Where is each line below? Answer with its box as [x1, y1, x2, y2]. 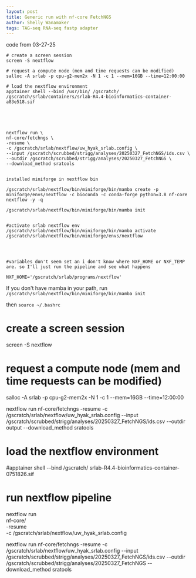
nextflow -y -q [6, 197, 43, 203]
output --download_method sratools [6, 424, 94, 431]
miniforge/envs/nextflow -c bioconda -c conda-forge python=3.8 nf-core [6, 192, 188, 198]
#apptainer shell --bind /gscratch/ [6, 464, 89, 471]
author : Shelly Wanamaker [6, 19, 69, 25]
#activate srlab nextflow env [6, 223, 80, 229]
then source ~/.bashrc [6, 301, 60, 308]
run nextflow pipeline [6, 491, 112, 504]
